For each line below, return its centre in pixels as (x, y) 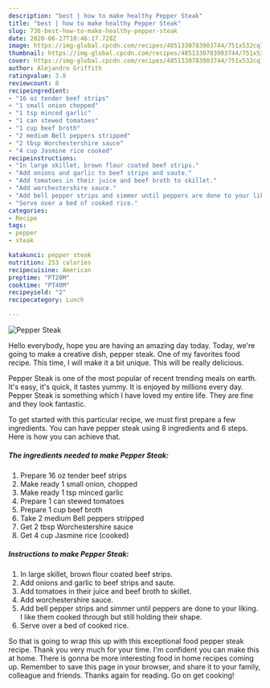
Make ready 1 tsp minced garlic (72, 492)
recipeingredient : (39, 91)
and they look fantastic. (47, 404)
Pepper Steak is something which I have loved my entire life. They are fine (131, 395)
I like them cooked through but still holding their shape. (111, 616)
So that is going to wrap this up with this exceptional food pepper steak (126, 640)
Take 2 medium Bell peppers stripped (82, 518)
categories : (28, 210)
